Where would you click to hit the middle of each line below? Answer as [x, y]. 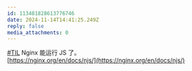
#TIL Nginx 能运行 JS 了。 [44, 53]
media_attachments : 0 [38, 32]
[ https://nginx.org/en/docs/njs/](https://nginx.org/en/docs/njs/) [96, 60]
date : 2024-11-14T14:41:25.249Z [53, 20]
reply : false [26, 26]
